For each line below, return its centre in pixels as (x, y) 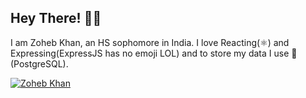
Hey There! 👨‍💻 (56, 18)
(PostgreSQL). (39, 63)
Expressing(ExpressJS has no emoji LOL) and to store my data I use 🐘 (154, 53)
